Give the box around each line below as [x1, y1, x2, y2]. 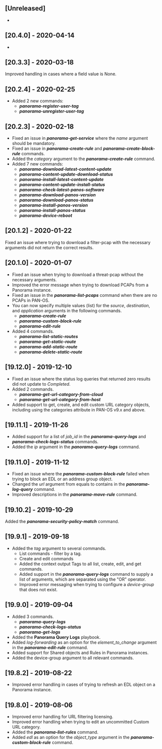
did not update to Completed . [12, 381, 71, 387]
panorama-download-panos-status [19, 197, 94, 203]
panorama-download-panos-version [19, 192, 96, 198]
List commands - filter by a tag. [19, 551, 82, 556]
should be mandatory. [12, 141, 56, 147]
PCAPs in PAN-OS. [12, 297, 50, 303]
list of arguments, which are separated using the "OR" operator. [19, 576, 146, 582]
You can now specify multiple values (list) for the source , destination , [12, 302, 150, 308]
